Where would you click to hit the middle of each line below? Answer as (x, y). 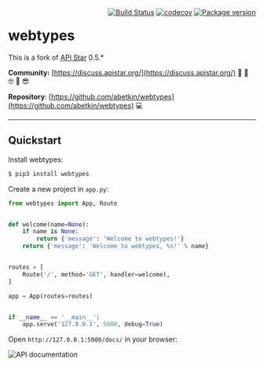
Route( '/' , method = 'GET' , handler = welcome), (96, 274)
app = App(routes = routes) (50, 296)
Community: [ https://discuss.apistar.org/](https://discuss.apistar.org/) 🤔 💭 (128, 72)
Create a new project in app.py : (59, 188)
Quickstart (35, 141)
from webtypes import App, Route (63, 203)
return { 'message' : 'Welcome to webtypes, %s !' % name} (116, 247)
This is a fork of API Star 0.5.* (56, 57)
